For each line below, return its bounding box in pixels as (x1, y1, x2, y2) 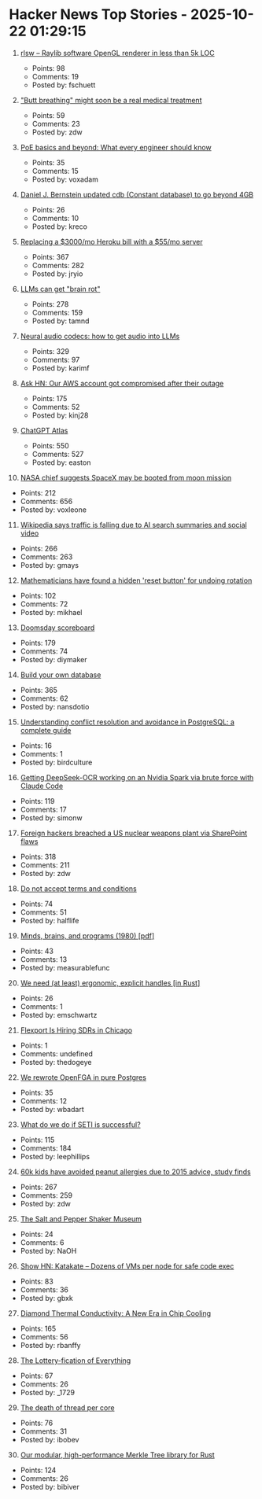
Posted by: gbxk (20, 1293, 73, 1302)
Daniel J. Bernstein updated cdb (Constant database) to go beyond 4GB (20, 190, 254, 199)
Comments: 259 (20, 1190, 73, 1200)
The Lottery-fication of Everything (20, 1355, 131, 1365)
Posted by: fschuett (31, 80, 96, 90)
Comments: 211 (20, 860, 70, 870)
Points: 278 (31, 299, 69, 308)
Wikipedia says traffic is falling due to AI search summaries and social (20, 520, 247, 529)
